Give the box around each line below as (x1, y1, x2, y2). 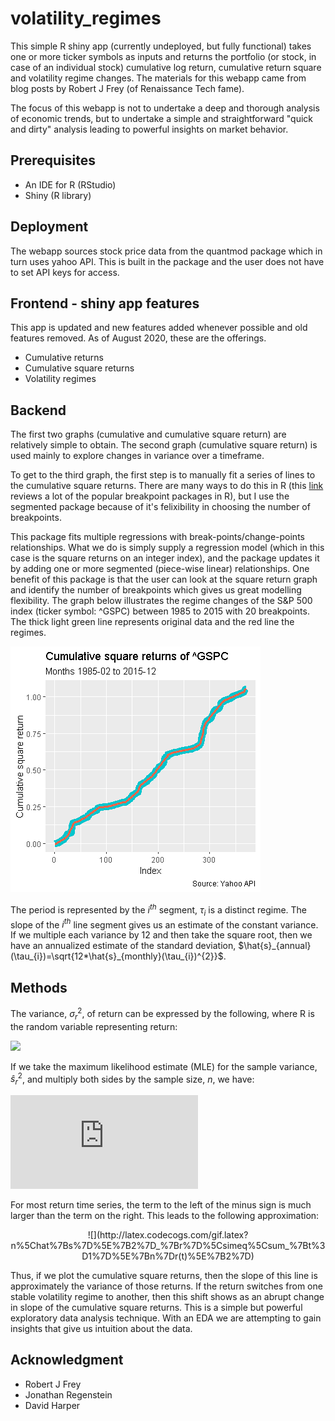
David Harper (24, 1399, 81, 1411)
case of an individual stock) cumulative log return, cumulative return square (10, 61, 322, 73)
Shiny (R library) (24, 189, 92, 201)
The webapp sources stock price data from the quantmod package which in (10, 245, 323, 257)
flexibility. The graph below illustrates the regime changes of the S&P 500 (10, 595, 313, 607)
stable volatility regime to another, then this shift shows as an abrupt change (10, 1291, 325, 1303)
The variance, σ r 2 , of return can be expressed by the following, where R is (10, 1006, 315, 1022)
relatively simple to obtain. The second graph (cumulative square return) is (10, 439, 318, 451)
